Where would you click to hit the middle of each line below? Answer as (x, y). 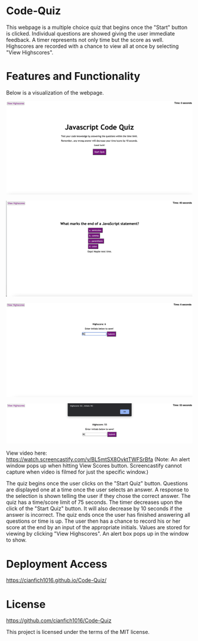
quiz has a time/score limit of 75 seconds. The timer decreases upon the (94, 502)
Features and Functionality (73, 77)
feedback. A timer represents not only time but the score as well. (85, 40)
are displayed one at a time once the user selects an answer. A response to (98, 490)
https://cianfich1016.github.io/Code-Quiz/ (56, 580)
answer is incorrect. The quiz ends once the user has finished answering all (98, 515)
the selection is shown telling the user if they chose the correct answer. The (98, 496)
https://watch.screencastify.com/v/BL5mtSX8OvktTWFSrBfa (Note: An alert (98, 459)
